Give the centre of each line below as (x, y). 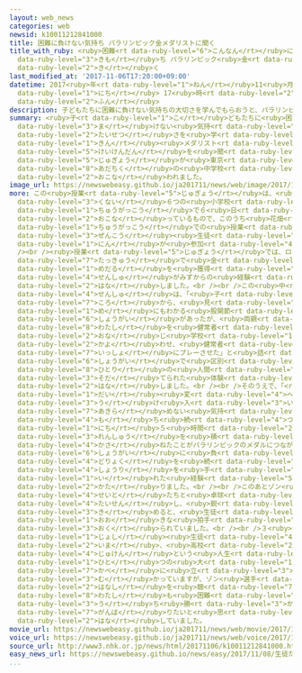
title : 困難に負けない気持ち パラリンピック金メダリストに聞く (112, 43)
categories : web (40, 26)
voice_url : (30, 637)
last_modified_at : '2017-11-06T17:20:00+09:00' (100, 77)
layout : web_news (42, 18)
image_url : (30, 186)
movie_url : (30, 629)
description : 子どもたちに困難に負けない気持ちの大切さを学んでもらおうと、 (136, 110)
